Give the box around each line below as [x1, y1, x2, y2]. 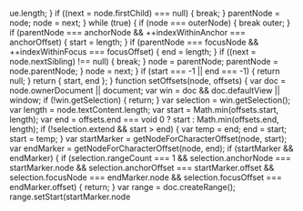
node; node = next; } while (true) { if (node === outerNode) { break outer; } [9, 17, 291, 28]
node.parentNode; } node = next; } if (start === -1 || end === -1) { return [9, 65, 280, 76]
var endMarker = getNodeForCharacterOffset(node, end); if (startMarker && [9, 143, 294, 154]
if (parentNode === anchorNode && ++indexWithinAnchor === [9, 27, 247, 37]
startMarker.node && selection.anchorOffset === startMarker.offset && [9, 163, 275, 173]
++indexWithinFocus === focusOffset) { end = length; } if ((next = [9, 46, 257, 57]
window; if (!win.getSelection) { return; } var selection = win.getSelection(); [9, 95, 291, 105]
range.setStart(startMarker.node [9, 191, 131, 202]
